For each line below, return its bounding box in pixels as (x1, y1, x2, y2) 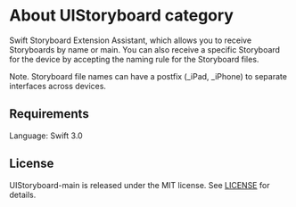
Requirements (9, 106, 89, 121)
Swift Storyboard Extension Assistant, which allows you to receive (9, 35, 252, 46)
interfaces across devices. (9, 80, 107, 91)
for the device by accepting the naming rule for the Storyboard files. (9, 54, 259, 64)
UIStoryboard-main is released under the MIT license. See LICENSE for (9, 179, 270, 190)
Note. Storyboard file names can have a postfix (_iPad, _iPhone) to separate (9, 70, 288, 81)
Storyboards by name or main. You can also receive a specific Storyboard (9, 44, 281, 54)
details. (9, 189, 37, 200)
